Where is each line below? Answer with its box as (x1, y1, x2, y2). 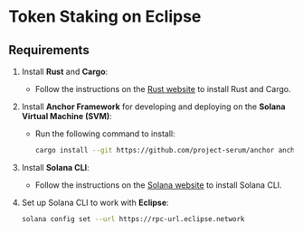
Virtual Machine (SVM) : (21, 111, 112, 121)
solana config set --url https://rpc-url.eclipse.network (21, 214, 245, 223)
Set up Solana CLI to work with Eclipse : (21, 197, 169, 208)
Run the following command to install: (34, 128, 175, 139)
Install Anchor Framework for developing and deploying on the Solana (21, 101, 286, 112)
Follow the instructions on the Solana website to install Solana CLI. (34, 179, 282, 191)
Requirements (8, 42, 90, 58)
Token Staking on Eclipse (8, 6, 202, 27)
